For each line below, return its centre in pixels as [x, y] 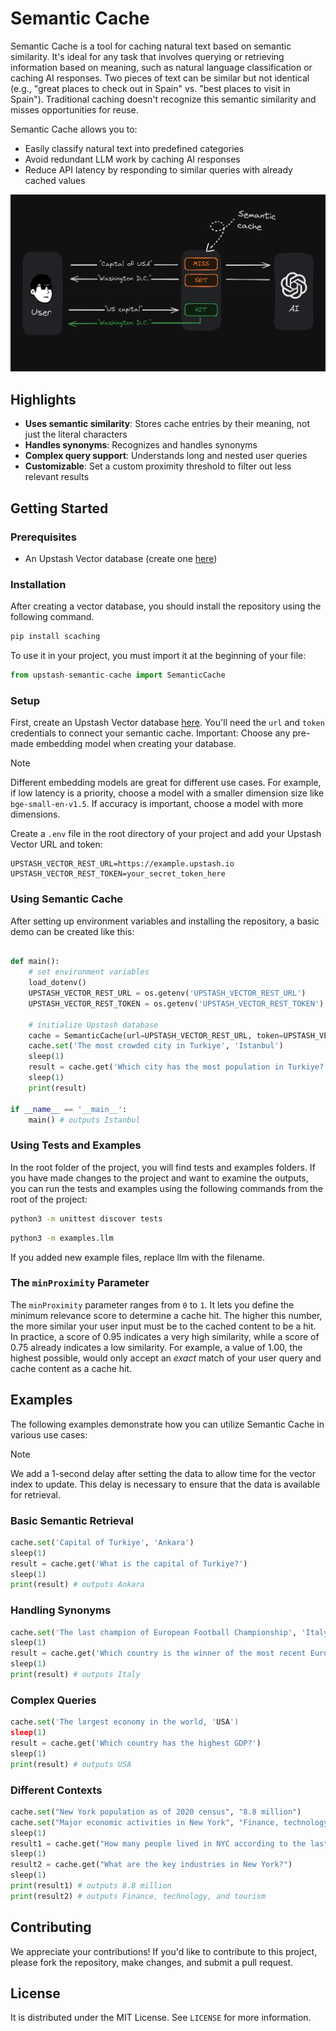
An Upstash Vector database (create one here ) [121, 558]
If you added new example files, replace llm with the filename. [137, 1257]
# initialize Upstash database [93, 1025]
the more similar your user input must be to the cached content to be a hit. [163, 1326]
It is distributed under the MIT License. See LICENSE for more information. [161, 2018]
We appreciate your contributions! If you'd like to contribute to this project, [164, 1951]
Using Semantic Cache [67, 899]
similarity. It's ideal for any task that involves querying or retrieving [147, 56]
